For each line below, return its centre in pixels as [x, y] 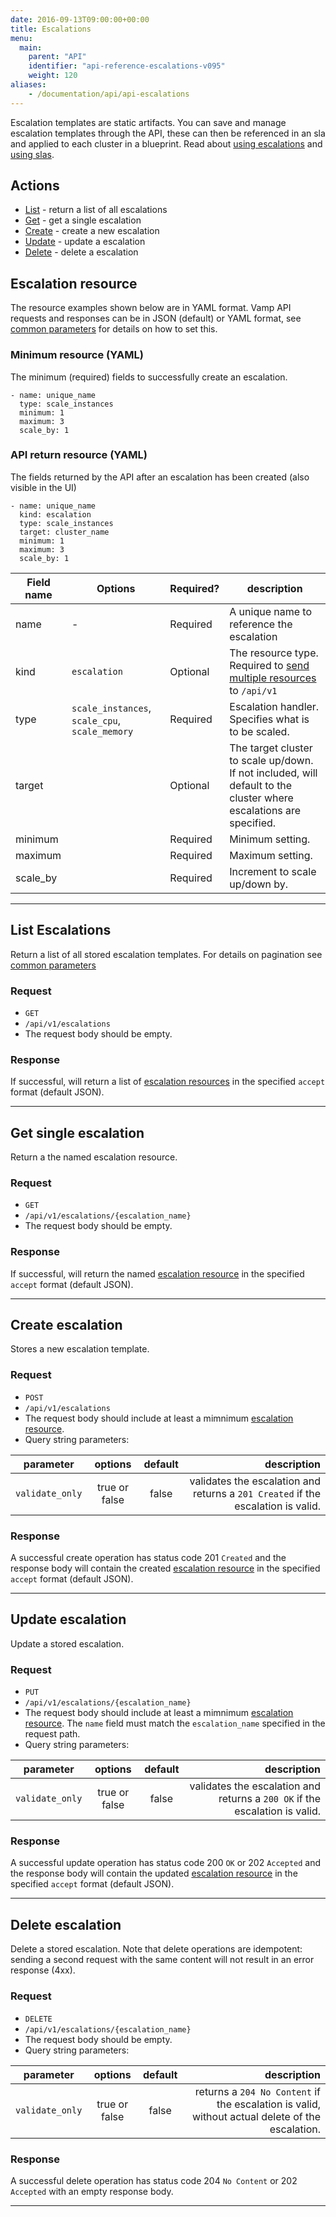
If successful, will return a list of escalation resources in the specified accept [168, 1082]
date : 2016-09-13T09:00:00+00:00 [80, 19]
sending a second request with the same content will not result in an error [162, 1960]
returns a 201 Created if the [257, 1493]
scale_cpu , [96, 720]
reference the [261, 624]
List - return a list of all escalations [96, 210]
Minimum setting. [270, 839]
